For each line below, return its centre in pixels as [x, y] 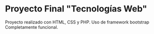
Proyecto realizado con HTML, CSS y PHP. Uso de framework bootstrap [77, 22]
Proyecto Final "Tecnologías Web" [76, 9]
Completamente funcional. [32, 27]
